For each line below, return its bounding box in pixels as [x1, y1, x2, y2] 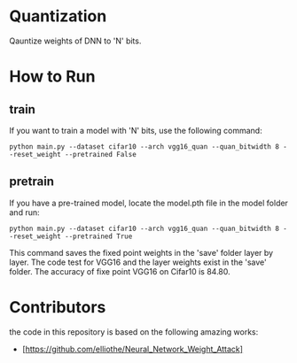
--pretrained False [65, 150, 137, 158]
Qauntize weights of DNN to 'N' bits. [9, 35, 142, 46]
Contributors [9, 297, 106, 317]
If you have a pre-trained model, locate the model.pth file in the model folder [9, 197, 288, 208]
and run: [9, 206, 40, 218]
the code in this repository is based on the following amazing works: [9, 326, 259, 337]
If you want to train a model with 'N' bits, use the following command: [9, 125, 263, 135]
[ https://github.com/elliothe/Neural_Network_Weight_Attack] [21, 344, 244, 354]
